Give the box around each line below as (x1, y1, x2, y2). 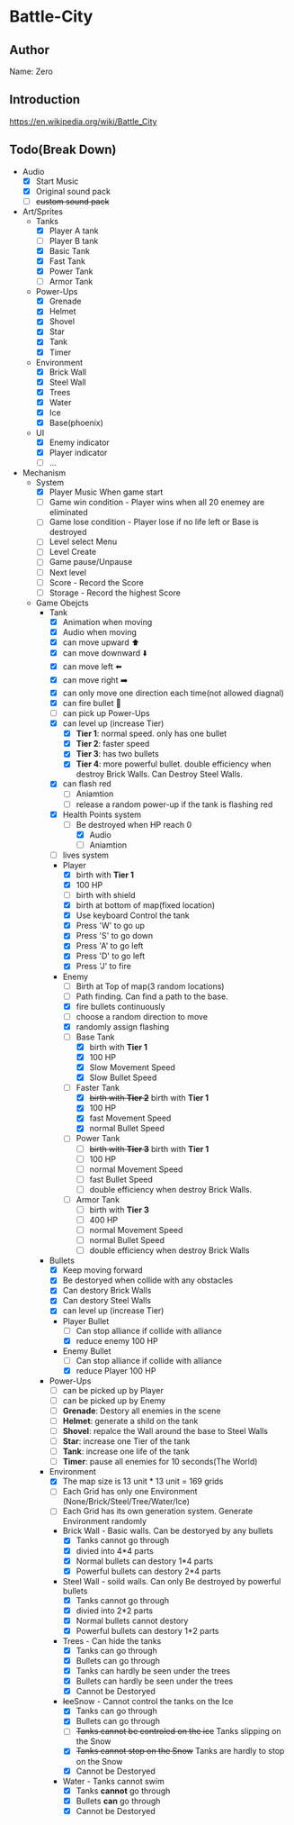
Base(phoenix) (49, 417, 103, 428)
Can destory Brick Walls (62, 1285, 152, 1296)
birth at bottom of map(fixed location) (76, 900, 216, 911)
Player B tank (49, 235, 99, 246)
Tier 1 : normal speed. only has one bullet (76, 728, 227, 740)
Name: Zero (9, 66, 54, 77)
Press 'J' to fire (76, 961, 132, 972)
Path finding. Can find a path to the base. (76, 991, 228, 1002)
